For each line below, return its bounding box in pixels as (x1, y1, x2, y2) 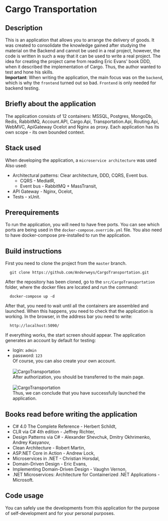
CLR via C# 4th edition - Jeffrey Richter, (12, 429, 95, 435)
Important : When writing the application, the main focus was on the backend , (5, 75, 163, 80)
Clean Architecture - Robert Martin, (12, 445, 86, 451)
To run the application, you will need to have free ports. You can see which (5, 222, 159, 228)
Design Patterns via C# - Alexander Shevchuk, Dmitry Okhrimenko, (12, 434, 151, 440)
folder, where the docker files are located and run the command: (5, 284, 138, 290)
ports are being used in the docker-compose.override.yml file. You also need (5, 227, 162, 233)
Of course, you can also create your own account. (12, 358, 116, 364)
